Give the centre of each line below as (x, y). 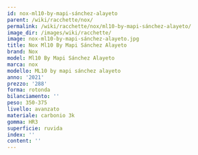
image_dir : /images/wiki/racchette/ (59, 33)
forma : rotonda (29, 90)
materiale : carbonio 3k (41, 115)
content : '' (24, 141)
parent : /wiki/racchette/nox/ (50, 20)
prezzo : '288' (27, 84)
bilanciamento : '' (33, 97)
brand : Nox (23, 52)
